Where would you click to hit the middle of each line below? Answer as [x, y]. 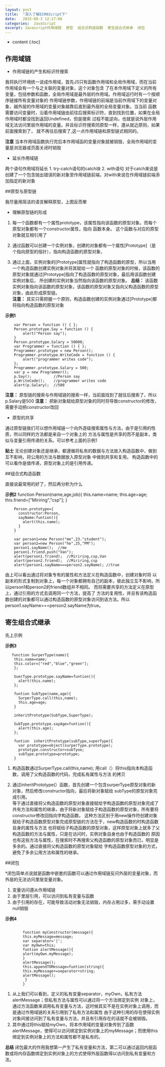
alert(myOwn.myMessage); [48, 954]
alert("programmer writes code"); [58, 359]
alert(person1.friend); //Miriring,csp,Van [60, 556]
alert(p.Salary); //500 [39, 385]
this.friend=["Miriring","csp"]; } [36, 500]
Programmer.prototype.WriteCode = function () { [65, 355]
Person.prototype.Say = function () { [54, 329]
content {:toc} [26, 42]
